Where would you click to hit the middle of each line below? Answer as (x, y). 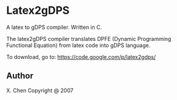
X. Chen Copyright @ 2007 (40, 90)
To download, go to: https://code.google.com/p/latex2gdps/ (81, 57)
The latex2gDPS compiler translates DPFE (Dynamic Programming (89, 39)
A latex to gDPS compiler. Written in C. (54, 27)
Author (20, 76)
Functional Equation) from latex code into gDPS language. (78, 45)
